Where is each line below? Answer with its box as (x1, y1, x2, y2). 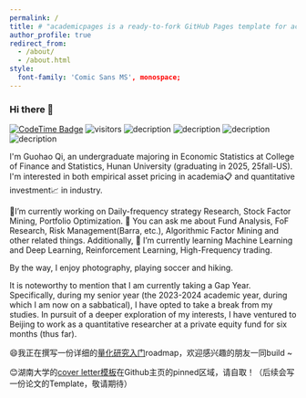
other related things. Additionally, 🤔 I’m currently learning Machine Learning (9, 235, 293, 246)
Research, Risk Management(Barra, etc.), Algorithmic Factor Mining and (9, 225, 280, 236)
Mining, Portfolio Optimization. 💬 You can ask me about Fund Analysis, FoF (9, 215, 290, 226)
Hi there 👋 (9, 102, 55, 115)
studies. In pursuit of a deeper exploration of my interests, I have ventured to (9, 309, 297, 320)
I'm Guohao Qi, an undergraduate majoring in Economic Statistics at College (9, 152, 295, 162)
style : (9, 65, 35, 74)
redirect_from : (9, 38, 67, 48)
